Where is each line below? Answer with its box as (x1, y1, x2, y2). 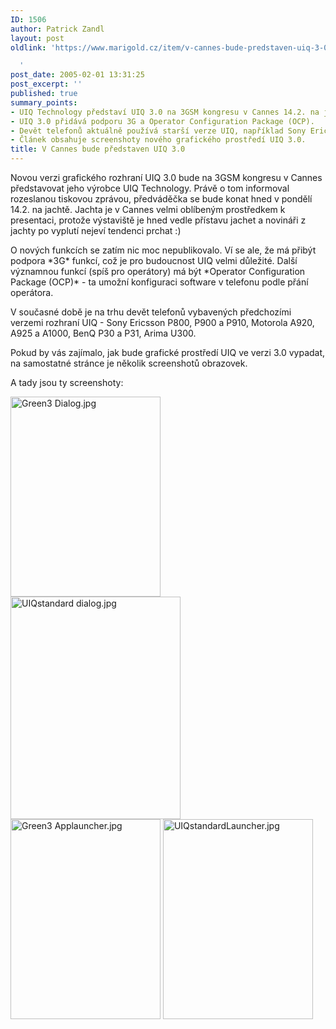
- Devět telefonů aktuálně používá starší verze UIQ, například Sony (10, 126, 307, 136)
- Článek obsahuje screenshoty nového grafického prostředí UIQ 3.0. (10, 135, 307, 145)
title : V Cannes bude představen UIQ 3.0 (10, 144, 186, 155)
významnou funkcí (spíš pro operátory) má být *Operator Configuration (10, 266, 306, 277)
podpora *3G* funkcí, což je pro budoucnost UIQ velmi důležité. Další (10, 255, 298, 266)
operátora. (10, 287, 54, 298)
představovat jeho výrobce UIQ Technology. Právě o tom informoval (10, 182, 290, 194)
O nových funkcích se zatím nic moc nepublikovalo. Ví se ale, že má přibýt (10, 244, 317, 256)
